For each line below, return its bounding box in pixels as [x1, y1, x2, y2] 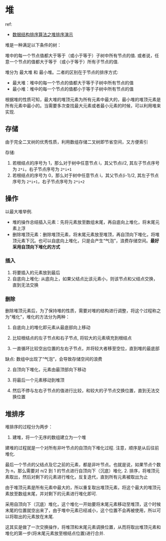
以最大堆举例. [5, 209, 33, 215]
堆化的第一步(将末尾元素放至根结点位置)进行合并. [5, 530, 105, 536]
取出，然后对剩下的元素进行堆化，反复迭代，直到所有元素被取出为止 [9, 474, 148, 480]
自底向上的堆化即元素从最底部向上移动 [12, 325, 90, 330]
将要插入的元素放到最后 [12, 270, 60, 275]
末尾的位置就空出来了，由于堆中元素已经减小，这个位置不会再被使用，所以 [5, 507, 157, 513]
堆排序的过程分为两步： [5, 424, 53, 430]
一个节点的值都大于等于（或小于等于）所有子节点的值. [9, 58, 120, 64]
